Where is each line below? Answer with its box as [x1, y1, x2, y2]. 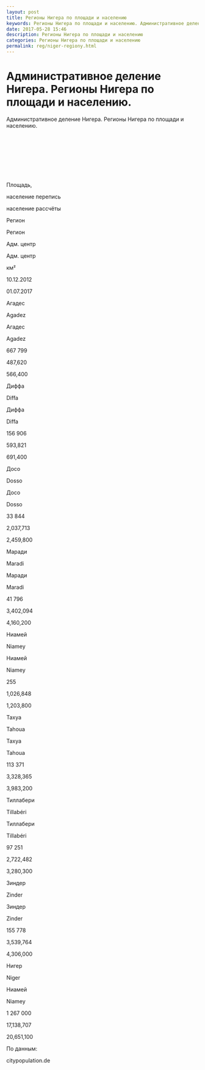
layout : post [6, 9, 40, 15]
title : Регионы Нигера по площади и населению [6, 15, 127, 21]
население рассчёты [6, 205, 61, 212]
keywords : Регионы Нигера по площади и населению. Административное [6, 20, 184, 26]
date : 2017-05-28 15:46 [6, 26, 67, 32]
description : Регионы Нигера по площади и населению [6, 32, 143, 38]
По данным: [6, 1045, 38, 1052]
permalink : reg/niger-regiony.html [6, 43, 97, 49]
